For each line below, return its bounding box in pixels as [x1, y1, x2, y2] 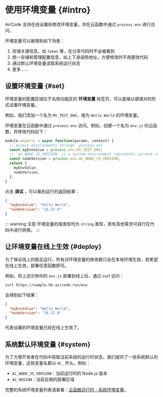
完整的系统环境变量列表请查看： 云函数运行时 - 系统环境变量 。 [5, 387, 129, 393]
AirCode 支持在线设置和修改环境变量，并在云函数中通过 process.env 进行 [5, 21, 151, 27]
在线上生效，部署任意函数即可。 [5, 262, 69, 268]
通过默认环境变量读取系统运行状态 [12, 60, 81, 66]
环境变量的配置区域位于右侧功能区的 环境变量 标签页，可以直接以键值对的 [5, 96, 152, 102]
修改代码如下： [17, 128, 48, 134]
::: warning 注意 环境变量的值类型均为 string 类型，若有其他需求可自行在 [5, 221, 150, 226]
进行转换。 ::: [13, 227, 40, 233]
